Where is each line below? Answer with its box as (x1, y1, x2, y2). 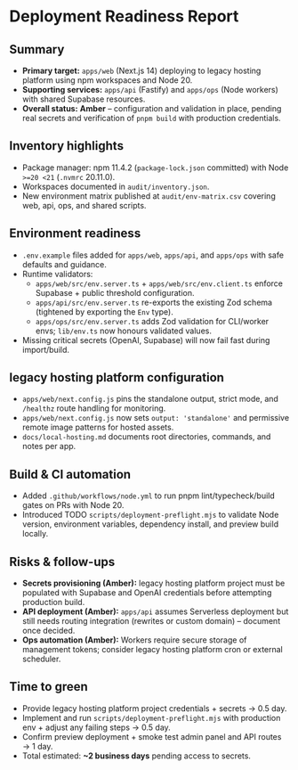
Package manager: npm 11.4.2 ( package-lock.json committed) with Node (21, 162, 289, 173)
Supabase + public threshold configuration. (35, 287, 195, 298)
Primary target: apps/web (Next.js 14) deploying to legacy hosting (21, 65, 262, 76)
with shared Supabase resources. (21, 94, 146, 104)
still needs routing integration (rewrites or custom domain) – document (21, 616, 281, 627)
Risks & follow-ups (9, 554, 116, 569)
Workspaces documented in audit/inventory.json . (21, 181, 210, 192)
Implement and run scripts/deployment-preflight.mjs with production (21, 712, 281, 723)
